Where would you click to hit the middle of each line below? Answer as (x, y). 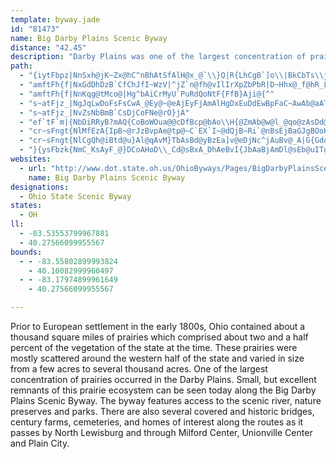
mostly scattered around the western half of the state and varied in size (157, 358)
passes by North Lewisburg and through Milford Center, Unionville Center (161, 432)
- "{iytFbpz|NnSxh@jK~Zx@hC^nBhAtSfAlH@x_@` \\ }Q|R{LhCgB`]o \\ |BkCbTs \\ (172, 76)
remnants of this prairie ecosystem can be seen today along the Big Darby (163, 390)
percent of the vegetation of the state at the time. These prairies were (154, 347)
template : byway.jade (55, 19)
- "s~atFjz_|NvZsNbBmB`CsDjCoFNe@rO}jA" (104, 112)
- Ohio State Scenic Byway (75, 196)
